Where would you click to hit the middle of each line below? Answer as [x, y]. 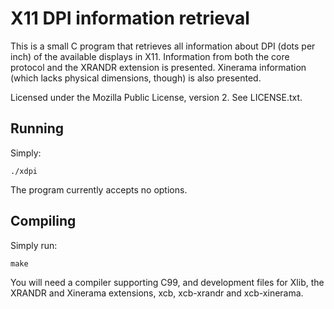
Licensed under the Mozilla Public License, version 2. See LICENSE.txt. [156, 97]
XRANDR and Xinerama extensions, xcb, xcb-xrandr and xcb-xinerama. [157, 293]
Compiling [43, 221]
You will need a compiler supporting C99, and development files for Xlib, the [167, 282]
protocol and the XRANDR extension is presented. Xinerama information [158, 67]
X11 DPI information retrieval [130, 18]
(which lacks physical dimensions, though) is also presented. [136, 78]
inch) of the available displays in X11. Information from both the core [150, 56]
